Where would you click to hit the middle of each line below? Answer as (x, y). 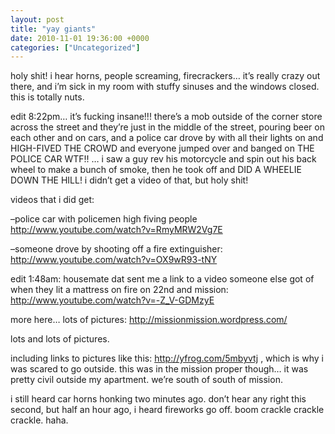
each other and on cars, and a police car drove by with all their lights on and (167, 138)
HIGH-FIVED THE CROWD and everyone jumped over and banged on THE (162, 148)
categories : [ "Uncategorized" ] (75, 47)
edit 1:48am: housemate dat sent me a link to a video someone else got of (162, 279)
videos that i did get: (52, 200)
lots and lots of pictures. (60, 339)
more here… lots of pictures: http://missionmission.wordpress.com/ (149, 320)
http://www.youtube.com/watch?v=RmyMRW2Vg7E (116, 230)
